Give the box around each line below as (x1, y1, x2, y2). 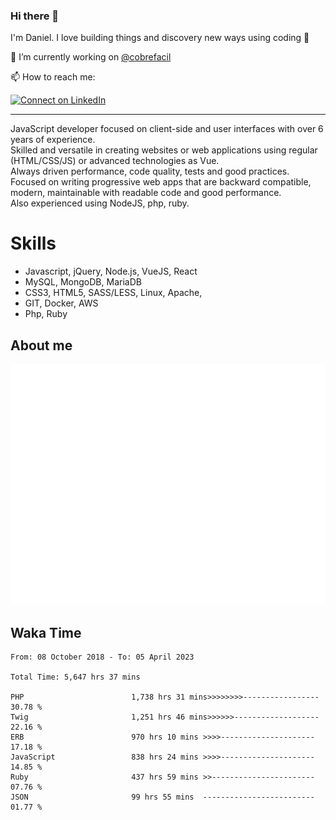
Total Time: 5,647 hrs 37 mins (10, 672, 141, 683)
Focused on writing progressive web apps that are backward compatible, (10, 176, 312, 188)
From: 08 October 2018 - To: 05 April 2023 (10, 652, 195, 663)
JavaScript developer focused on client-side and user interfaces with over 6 (10, 123, 324, 135)
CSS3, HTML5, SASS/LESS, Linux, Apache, (24, 287, 203, 299)
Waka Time (10, 624, 82, 641)
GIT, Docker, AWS (24, 297, 99, 309)
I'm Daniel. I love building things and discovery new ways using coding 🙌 (10, 32, 310, 44)
